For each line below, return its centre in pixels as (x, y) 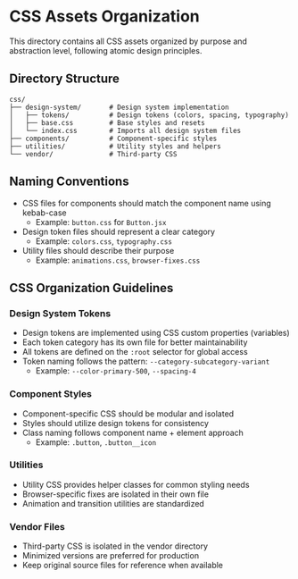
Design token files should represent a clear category (119, 231)
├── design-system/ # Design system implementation (119, 107)
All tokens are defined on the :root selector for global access (135, 352)
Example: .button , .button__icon (96, 442)
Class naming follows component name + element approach (132, 432)
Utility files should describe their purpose (98, 250)
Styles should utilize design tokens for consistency (116, 423)
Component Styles (50, 394)
